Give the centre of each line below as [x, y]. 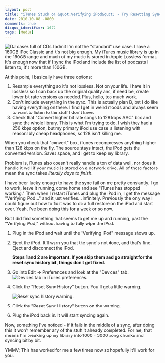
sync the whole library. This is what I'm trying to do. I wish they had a [82, 123]
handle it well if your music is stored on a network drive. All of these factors [82, 168]
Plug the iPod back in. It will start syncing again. [61, 315]
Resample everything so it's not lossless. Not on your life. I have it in [81, 86]
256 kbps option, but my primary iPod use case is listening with [76, 128]
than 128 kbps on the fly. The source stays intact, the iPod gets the [73, 148]
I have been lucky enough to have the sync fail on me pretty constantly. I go [82, 183]
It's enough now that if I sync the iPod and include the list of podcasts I [77, 62]
